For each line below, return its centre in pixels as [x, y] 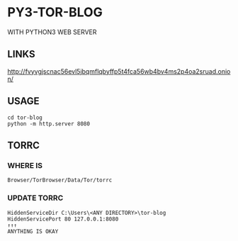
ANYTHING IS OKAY [33, 231]
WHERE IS [25, 165]
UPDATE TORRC [35, 198]
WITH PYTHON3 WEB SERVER [52, 32]
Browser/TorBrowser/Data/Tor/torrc [60, 180]
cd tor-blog [25, 118]
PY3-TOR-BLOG [55, 12]
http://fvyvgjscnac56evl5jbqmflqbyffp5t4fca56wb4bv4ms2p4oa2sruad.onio [119, 71]
